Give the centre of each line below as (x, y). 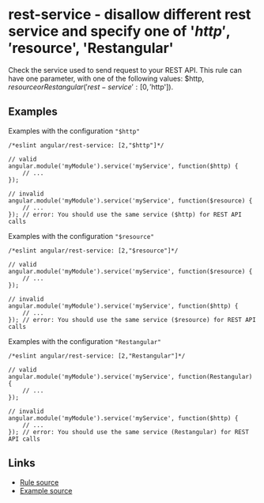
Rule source (39, 482)
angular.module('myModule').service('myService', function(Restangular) (130, 376)
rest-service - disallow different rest (130, 15)
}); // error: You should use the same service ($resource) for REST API (132, 320)
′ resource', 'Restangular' (91, 48)
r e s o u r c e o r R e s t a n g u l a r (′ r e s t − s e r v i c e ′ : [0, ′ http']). (91, 87)
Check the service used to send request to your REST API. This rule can (125, 70)
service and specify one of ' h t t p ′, (119, 31)
